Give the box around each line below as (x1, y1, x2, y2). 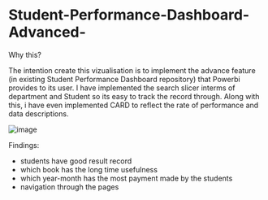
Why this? (8, 50, 42, 59)
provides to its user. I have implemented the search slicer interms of (8, 83, 236, 93)
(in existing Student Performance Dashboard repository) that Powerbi (8, 74, 241, 84)
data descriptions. (8, 108, 69, 119)
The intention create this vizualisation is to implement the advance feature (8, 65, 256, 75)
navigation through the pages (19, 181, 119, 192)
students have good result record (19, 156, 132, 166)
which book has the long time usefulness (19, 164, 158, 174)
